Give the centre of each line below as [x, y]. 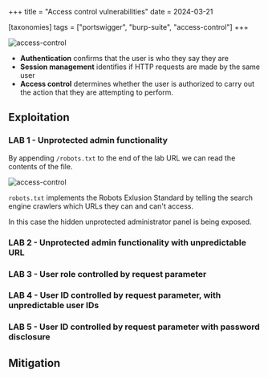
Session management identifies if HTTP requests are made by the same [140, 67]
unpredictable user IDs [54, 306]
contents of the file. [41, 166]
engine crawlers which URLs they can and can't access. [101, 206]
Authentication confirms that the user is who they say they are [124, 58]
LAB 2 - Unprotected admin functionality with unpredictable [127, 242]
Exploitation [39, 118]
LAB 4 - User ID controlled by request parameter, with [115, 295]
